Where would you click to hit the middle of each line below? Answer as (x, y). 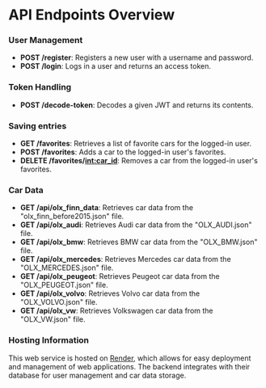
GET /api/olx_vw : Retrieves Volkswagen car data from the (116, 311)
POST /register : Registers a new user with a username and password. (137, 57)
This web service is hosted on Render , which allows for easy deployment (130, 358)
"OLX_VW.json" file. (53, 319)
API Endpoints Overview (92, 15)
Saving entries (38, 125)
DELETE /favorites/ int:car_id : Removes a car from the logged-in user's (139, 161)
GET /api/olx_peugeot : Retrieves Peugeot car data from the (120, 276)
